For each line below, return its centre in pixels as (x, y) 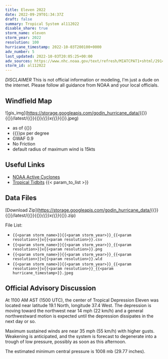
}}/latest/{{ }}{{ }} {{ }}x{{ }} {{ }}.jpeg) (44, 118)
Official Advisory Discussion (51, 288)
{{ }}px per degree (31, 133)
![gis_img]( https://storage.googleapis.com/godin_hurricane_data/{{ (74, 112)
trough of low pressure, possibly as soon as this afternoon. (66, 342)
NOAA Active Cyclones (36, 177)
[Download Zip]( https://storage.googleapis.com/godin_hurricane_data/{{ (80, 210)
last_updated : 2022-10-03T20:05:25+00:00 (49, 56)
